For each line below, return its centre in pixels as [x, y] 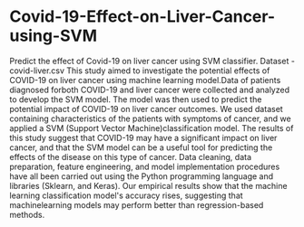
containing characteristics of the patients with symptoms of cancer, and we [151, 118]
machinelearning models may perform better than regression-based [137, 204]
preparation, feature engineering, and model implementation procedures [145, 166]
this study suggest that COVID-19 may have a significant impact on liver [143, 137]
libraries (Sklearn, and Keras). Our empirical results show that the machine [148, 185]
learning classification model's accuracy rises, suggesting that [126, 195]
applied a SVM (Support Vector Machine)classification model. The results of [152, 128]
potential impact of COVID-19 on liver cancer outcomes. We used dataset [146, 109]
